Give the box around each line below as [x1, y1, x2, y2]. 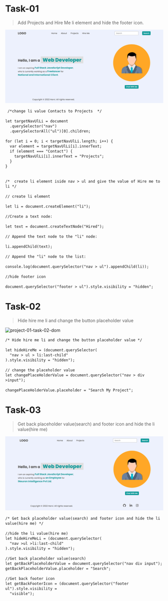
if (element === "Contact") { [10, 148, 73, 154]
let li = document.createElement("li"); [5, 204, 91, 209]
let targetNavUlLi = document [5, 118, 69, 123]
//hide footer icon [5, 274, 46, 279]
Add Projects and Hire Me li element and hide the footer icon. [17, 20, 144, 26]
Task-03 [5, 404, 41, 415]
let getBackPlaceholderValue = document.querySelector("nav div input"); [5, 561, 163, 566]
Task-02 [5, 300, 41, 312]
